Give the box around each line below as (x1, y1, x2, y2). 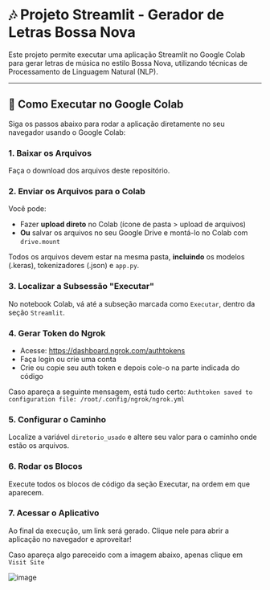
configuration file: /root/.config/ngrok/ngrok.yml (8, 395, 185, 403)
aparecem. (8, 487, 44, 497)
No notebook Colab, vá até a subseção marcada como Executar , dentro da (8, 299, 256, 308)
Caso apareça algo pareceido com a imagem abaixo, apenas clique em (8, 550, 243, 559)
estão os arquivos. (8, 441, 70, 450)
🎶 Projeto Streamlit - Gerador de (8, 6, 225, 24)
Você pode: (8, 204, 47, 214)
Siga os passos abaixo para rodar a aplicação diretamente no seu (8, 119, 225, 128)
